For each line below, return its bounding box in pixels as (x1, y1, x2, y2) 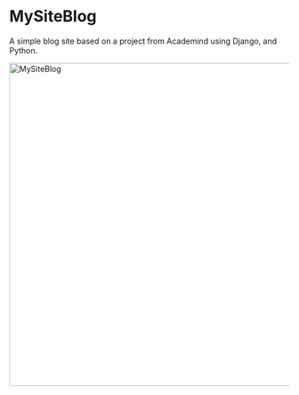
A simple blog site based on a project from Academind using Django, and (9, 36, 278, 46)
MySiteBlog (9, 6, 97, 27)
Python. (9, 44, 38, 55)
